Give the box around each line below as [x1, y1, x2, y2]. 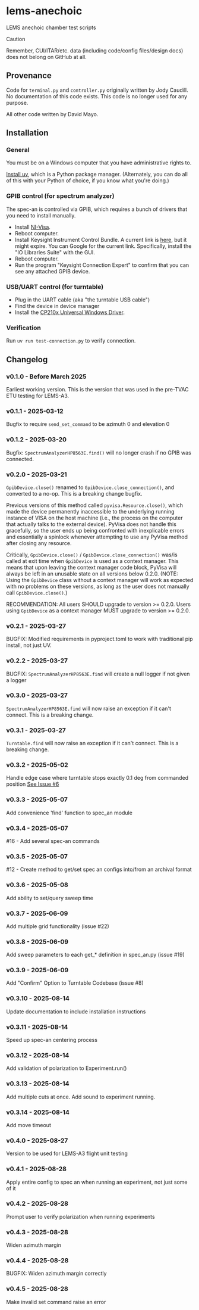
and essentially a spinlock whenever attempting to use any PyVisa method [6, 533, 188, 540]
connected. [6, 455, 34, 462]
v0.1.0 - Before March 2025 [6, 372, 87, 381]
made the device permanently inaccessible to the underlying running [6, 508, 175, 515]
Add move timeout [6, 1121, 52, 1128]
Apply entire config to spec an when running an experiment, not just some [6, 1178, 188, 1185]
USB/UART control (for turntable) [6, 282, 104, 291]
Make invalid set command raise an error [6, 1298, 106, 1305]
